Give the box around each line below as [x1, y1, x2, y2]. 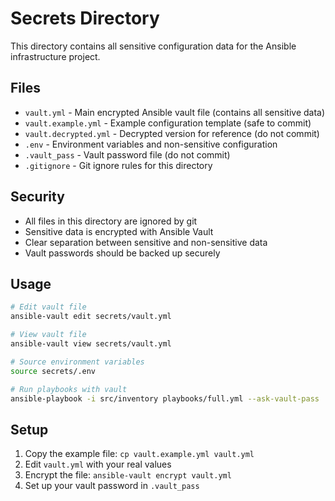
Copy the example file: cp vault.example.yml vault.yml [24, 448, 255, 460]
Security [10, 188, 65, 206]
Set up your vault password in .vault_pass [24, 480, 200, 492]
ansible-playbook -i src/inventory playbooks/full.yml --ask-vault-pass [10, 393, 320, 404]
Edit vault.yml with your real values [24, 458, 172, 471]
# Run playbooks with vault [10, 384, 128, 394]
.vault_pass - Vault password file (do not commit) [24, 148, 231, 161]
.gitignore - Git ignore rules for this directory [24, 159, 213, 171]
